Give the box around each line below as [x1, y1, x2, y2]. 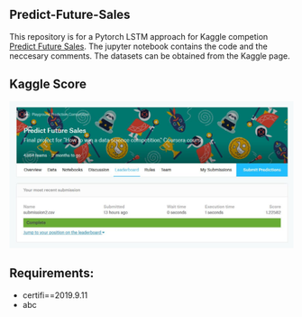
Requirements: [9, 266, 95, 281]
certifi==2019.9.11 [22, 289, 88, 301]
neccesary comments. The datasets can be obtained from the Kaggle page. [9, 50, 290, 61]
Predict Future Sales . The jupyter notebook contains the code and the [9, 41, 268, 51]
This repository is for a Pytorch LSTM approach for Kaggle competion [9, 31, 269, 42]
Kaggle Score [9, 77, 87, 92]
